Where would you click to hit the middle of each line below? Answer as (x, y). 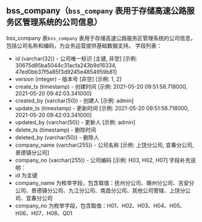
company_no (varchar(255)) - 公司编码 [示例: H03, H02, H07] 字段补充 (103, 160)
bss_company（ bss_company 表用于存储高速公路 (96, 11)
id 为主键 (26, 175)
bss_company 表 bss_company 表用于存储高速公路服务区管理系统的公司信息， (101, 38)
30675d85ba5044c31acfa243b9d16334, (66, 65)
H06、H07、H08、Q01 (44, 213)
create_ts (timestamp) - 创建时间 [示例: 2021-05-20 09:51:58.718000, (101, 86)
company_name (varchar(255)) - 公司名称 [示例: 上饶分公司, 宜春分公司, (104, 145)
